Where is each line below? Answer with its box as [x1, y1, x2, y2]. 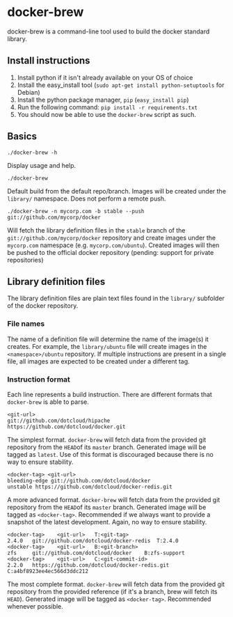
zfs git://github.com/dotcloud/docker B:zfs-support [7, 549, 186, 556]
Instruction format [7, 374, 71, 384]
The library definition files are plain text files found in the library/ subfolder [7, 294, 225, 303]
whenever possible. [7, 602, 64, 610]
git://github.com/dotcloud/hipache [7, 417, 111, 424]
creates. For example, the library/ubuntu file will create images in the [7, 342, 207, 350]
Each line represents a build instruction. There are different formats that [7, 390, 212, 398]
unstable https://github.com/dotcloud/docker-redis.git [7, 483, 172, 490]
